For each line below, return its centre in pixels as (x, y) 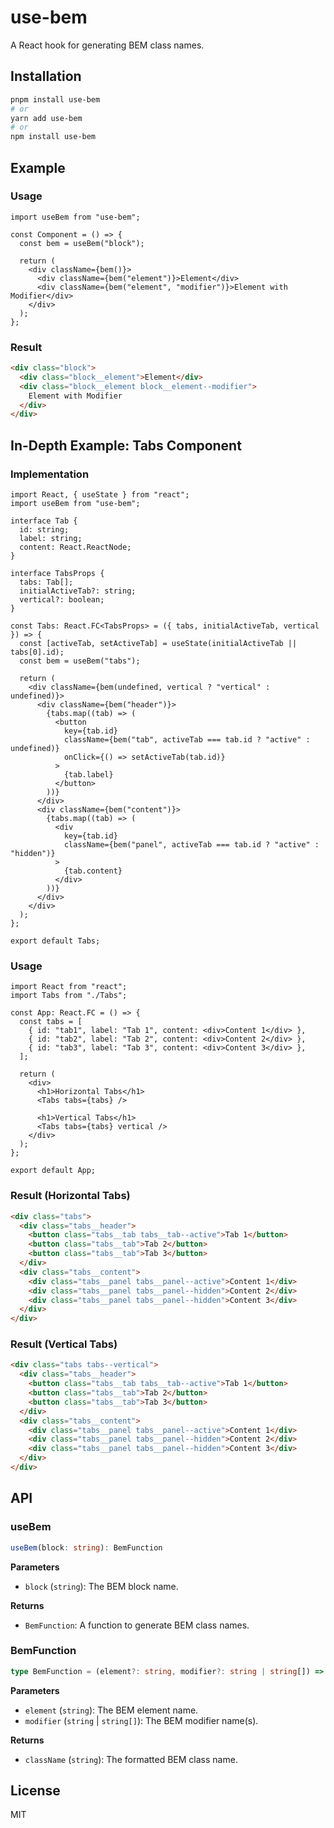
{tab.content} (93, 871)
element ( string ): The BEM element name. (111, 1710)
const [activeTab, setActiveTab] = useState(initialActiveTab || (158, 644)
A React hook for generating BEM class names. (107, 45)
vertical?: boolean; (62, 600)
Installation (46, 76)
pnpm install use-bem (55, 99)
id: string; (44, 530)
